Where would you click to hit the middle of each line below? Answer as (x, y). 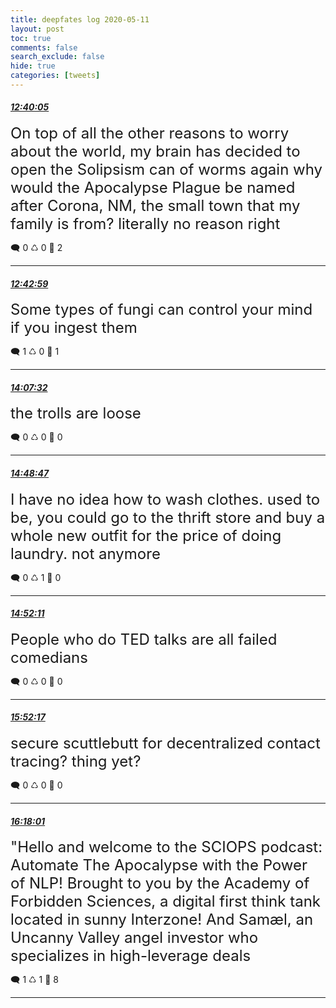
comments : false (44, 47)
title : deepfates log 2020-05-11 (80, 19)
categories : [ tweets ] (55, 76)
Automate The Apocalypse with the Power (159, 865)
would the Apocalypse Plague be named (153, 188)
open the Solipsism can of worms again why (166, 170)
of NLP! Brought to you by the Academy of (160, 883)
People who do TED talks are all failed (144, 639)
